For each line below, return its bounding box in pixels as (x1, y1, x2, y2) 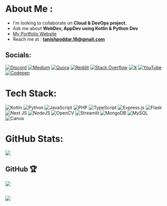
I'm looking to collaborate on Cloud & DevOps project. (12, 20, 127, 26)
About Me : (5, 3, 53, 15)
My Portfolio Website (12, 31, 57, 37)
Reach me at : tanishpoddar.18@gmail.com (12, 36, 105, 42)
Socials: (5, 51, 32, 60)
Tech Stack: (5, 87, 57, 99)
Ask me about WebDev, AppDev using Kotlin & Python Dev (12, 25, 138, 31)
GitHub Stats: (5, 133, 64, 144)
